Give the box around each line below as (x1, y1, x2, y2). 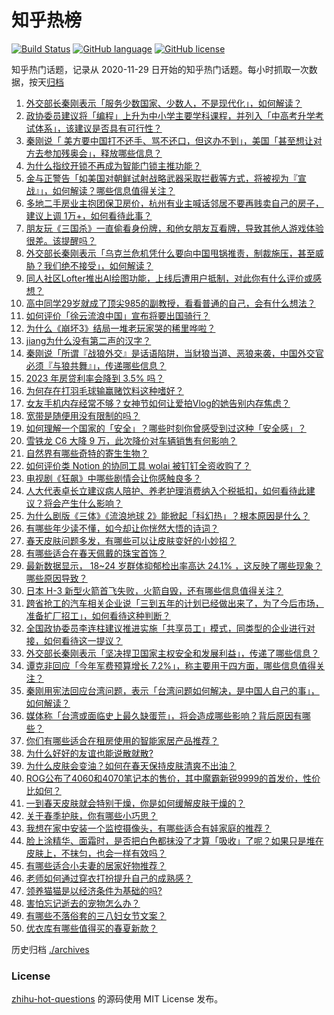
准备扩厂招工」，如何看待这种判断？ (25, 609, 171, 621)
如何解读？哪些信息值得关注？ (52, 184, 176, 196)
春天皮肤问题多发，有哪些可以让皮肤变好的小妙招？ (25, 534, 237, 546)
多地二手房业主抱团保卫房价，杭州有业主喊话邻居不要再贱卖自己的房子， (25, 197, 324, 209)
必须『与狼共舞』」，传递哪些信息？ (25, 359, 167, 371)
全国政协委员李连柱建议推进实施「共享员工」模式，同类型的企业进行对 (25, 622, 316, 634)
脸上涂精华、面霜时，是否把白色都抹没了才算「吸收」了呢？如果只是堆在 (25, 834, 324, 846)
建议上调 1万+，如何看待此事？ (25, 209, 153, 221)
